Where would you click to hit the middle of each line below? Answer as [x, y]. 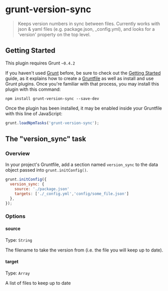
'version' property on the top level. [54, 34]
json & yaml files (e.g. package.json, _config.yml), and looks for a [86, 29]
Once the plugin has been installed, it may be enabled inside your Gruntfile [84, 108]
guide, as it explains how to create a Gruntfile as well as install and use [80, 78]
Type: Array [18, 273]
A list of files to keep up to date [38, 283]
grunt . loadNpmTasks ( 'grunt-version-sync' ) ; [52, 123]
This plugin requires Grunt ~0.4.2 [40, 63]
